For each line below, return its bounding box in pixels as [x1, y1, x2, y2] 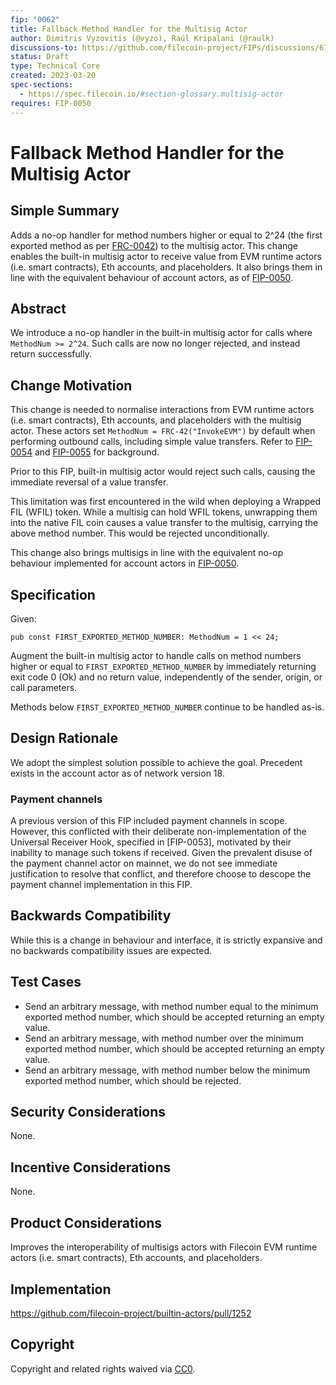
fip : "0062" [10, 14, 60, 25]
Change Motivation [10, 377, 133, 394]
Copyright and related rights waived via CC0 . [10, 1362, 196, 1375]
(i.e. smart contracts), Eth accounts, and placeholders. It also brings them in [10, 261, 323, 273]
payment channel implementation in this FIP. [10, 879, 193, 891]
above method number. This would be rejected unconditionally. [10, 527, 270, 540]
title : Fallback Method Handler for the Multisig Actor [10, 24, 248, 34]
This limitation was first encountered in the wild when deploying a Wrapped [10, 496, 322, 508]
